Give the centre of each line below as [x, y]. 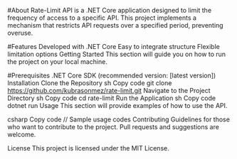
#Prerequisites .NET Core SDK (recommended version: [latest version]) [112, 75]
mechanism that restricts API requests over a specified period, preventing [115, 25]
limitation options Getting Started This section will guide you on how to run [117, 54]
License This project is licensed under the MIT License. [88, 148]
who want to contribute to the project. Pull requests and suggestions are [113, 127]
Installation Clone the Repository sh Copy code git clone [90, 83]
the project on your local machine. [58, 62]
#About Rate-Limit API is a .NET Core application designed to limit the [110, 10]
